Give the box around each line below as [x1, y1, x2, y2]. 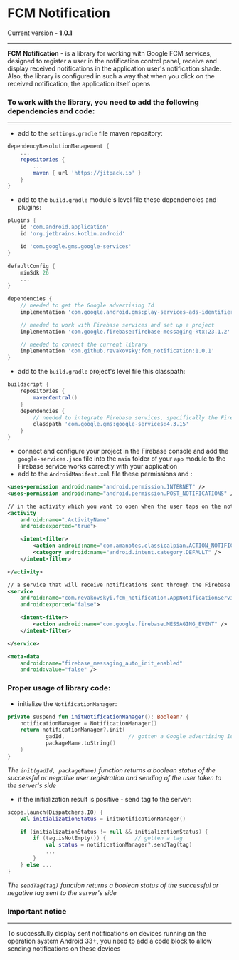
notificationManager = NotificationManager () [20, 720, 158, 727]
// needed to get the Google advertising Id [20, 302, 154, 310]
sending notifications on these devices [7, 944, 121, 953]
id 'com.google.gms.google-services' [20, 242, 132, 250]
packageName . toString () [45, 740, 116, 747]
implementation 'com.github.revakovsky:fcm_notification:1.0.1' [20, 347, 215, 354]
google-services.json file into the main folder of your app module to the [17, 454, 226, 463]
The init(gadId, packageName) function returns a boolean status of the [7, 765, 216, 775]
